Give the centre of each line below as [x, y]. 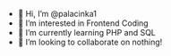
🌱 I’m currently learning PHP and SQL [87, 32]
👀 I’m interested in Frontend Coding [83, 23]
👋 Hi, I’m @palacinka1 [57, 14]
